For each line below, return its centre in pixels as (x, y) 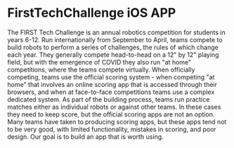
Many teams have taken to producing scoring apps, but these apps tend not (117, 121)
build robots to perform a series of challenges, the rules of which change (113, 47)
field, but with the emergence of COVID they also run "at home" (99, 62)
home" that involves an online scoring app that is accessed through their (112, 84)
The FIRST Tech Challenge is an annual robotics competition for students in (117, 32)
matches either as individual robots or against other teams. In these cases (114, 107)
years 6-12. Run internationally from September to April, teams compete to (115, 39)
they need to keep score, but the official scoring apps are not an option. (111, 114)
